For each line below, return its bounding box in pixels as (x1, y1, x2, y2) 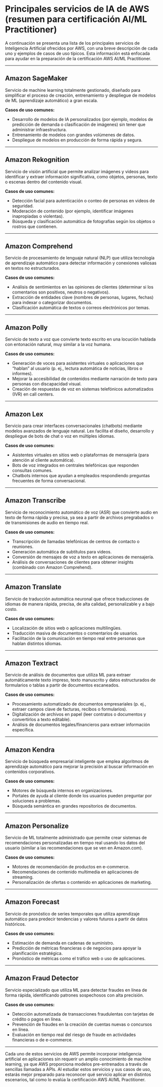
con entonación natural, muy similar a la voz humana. (5, 342, 112, 347)
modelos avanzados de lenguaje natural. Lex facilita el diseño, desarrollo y (5, 428, 154, 433)
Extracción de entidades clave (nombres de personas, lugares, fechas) (12, 294, 154, 300)
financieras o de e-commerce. (12, 1036, 73, 1043)
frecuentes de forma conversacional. (12, 478, 86, 483)
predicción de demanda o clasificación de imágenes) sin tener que (12, 121, 146, 127)
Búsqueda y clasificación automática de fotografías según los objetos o (12, 218, 155, 224)
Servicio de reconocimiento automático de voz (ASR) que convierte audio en (5, 509, 158, 515)
